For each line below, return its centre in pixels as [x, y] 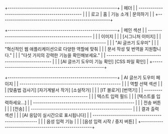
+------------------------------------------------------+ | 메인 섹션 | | [76, 30]
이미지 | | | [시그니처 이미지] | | [131, 36]
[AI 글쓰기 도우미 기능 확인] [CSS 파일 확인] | [105, 61]
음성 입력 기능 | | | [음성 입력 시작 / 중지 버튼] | [92, 121]
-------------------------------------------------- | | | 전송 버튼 [97, 103]
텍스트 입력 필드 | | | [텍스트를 [126, 96]
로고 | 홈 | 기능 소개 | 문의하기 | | [122, 14]
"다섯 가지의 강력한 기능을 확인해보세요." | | [63, 55]
